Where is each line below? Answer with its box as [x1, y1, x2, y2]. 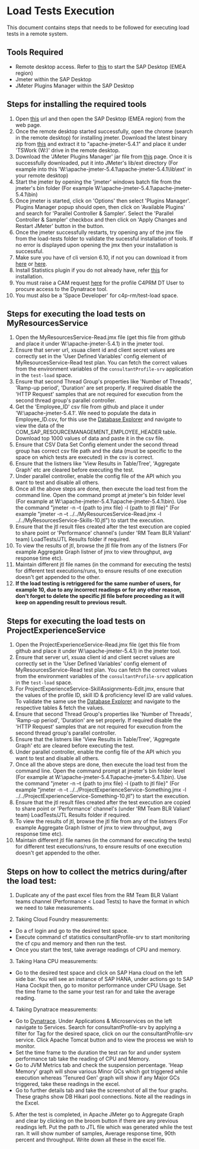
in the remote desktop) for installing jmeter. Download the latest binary [15, 134, 187, 141]
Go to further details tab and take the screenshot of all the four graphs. [15, 1087, 188, 1094]
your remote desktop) [15, 172, 69, 179]
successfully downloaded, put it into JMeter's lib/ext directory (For [15, 159, 178, 166]
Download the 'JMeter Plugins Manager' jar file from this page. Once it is [15, 153, 192, 160]
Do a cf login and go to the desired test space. [15, 928, 129, 934]
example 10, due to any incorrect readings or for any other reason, [15, 586, 182, 593]
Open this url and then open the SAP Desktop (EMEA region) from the [15, 115, 185, 122]
